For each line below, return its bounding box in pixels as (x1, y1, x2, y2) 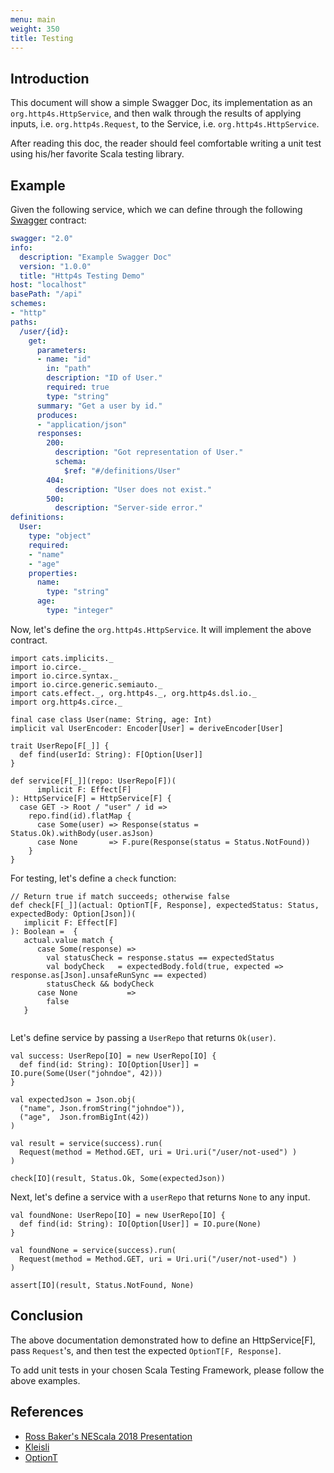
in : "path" (46, 364, 92, 374)
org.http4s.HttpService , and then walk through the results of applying (10, 107, 302, 120)
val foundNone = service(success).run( (10, 1245, 177, 1255)
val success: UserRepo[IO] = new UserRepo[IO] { (10, 1051, 217, 1061)
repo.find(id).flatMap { (28, 811, 132, 821)
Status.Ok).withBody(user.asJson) (10, 828, 155, 838)
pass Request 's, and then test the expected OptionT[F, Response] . (10, 1344, 282, 1356)
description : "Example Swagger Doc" (19, 252, 172, 262)
